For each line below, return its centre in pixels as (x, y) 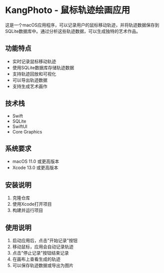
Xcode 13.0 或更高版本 (35, 168)
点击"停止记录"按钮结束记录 (41, 253)
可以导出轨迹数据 (30, 80)
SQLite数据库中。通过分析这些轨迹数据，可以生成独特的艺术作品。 (73, 31)
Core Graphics (27, 132)
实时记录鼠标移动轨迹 (34, 61)
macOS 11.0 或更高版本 (36, 161)
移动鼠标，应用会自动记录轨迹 (43, 247)
